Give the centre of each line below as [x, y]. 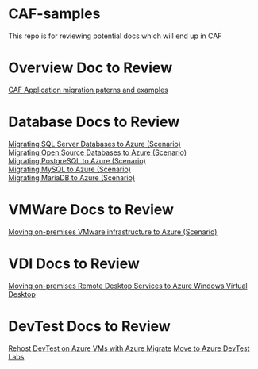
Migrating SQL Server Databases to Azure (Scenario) [94, 144]
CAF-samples [54, 14]
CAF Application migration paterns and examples [88, 90]
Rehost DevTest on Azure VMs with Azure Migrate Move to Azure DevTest [129, 348]
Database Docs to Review [94, 122]
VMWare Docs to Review [91, 209]
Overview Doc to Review [90, 68]
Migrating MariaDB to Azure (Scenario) [71, 177]
